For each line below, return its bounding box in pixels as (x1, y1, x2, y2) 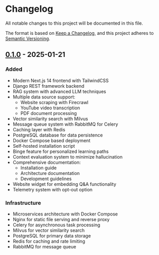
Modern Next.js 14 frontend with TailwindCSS (12, 77, 109, 84)
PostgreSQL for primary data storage (12, 232, 91, 239)
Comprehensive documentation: (12, 159, 81, 165)
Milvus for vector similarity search (12, 227, 85, 233)
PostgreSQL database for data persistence (12, 132, 103, 138)
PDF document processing (20, 110, 77, 116)
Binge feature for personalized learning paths (12, 148, 109, 154)
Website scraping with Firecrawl (20, 99, 89, 105)
